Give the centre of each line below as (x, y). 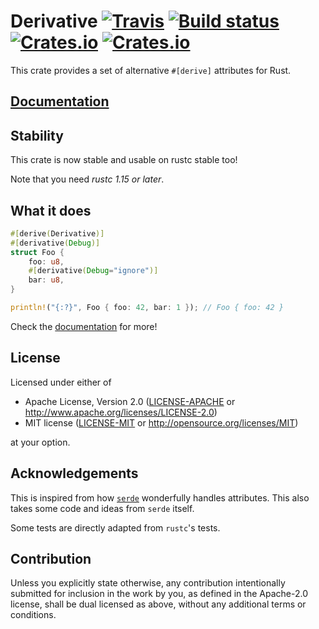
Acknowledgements (74, 473)
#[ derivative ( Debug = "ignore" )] (93, 271)
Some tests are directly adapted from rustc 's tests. (115, 527)
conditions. (33, 615)
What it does (51, 210)
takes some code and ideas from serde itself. (102, 508)
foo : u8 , (46, 261)
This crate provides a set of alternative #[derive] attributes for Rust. (151, 70)
